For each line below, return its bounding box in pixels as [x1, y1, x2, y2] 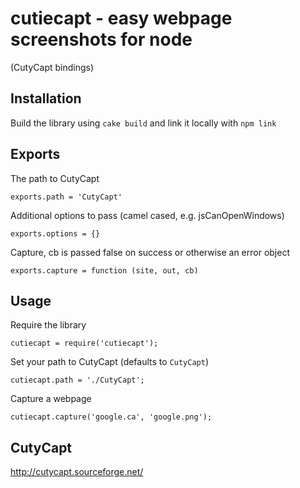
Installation [10, 90, 82, 107]
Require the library [10, 319, 87, 331]
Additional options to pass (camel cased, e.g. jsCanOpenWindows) [10, 209, 285, 221]
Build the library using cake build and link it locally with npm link [10, 117, 277, 129]
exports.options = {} [10, 228, 101, 239]
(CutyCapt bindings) [10, 61, 95, 73]
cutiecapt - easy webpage [10, 7, 233, 30]
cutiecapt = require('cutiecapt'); [10, 338, 159, 349]
